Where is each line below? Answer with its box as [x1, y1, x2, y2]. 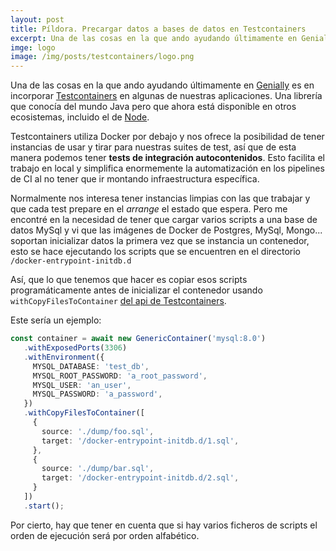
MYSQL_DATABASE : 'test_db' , [32, 361, 150, 371]
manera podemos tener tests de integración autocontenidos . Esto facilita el [10, 152, 325, 164]
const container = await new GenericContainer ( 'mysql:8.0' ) [10, 334, 267, 344]
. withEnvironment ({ [23, 352, 105, 362]
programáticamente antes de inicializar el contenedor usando [10, 284, 263, 296]
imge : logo [10, 42, 56, 53]
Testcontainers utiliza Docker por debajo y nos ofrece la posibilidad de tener [10, 131, 325, 143]
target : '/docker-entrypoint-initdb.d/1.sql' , [41, 436, 240, 446]
